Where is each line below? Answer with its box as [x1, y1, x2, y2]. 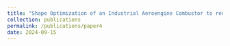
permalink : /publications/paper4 [7, 22, 103, 29]
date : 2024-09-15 [7, 28, 57, 36]
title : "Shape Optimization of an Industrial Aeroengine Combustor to [7, 9, 213, 17]
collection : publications [7, 16, 81, 23]
